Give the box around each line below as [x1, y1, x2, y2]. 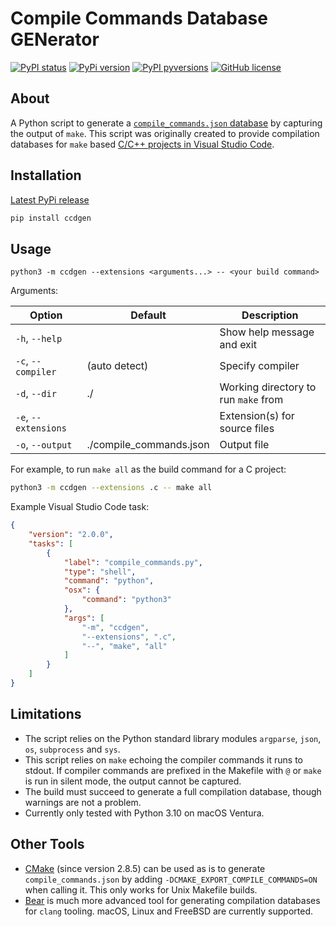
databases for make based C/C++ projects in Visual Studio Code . [10, 138, 275, 150]
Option [29, 308, 63, 322]
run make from [219, 393, 284, 407]
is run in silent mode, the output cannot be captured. [24, 775, 242, 787]
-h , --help [15, 332, 63, 346]
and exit [219, 338, 257, 352]
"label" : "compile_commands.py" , [63, 557, 203, 567]
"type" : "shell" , [63, 567, 137, 577]
